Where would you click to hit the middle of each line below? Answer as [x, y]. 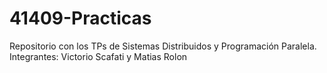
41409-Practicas [80, 18]
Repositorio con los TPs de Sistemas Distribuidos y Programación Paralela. [163, 46]
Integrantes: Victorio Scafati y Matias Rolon [98, 56]
